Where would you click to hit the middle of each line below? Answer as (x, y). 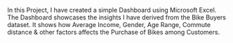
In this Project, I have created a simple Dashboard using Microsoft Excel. (112, 10)
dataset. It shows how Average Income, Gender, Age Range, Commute (109, 25)
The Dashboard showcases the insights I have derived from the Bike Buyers (117, 17)
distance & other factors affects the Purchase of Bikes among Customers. (114, 32)
